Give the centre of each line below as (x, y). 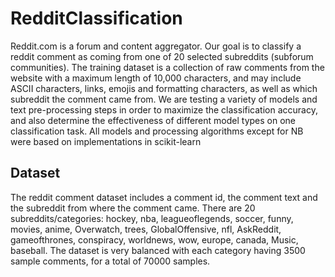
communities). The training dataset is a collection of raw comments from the (167, 67)
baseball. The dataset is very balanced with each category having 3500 (158, 250)
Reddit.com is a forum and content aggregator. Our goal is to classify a (156, 46)
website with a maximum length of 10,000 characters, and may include (156, 78)
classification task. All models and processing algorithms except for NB (157, 131)
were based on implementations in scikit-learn (106, 141)
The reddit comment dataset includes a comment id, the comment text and (164, 197)
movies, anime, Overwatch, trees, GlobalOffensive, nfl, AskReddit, (146, 229)
